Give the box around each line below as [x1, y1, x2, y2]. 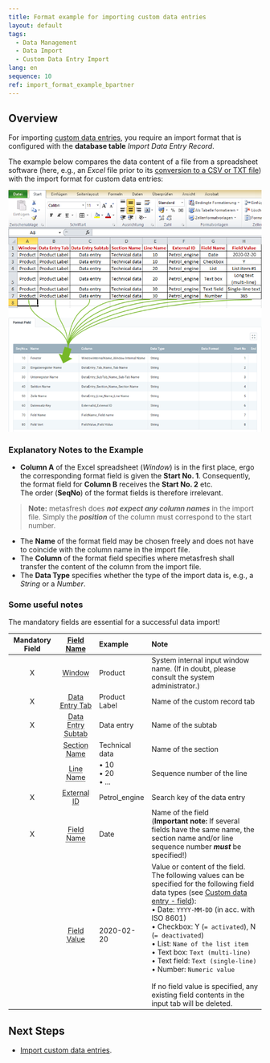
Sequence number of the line [151, 768, 247, 778]
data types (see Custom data [151, 887, 247, 897]
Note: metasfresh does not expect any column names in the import [27, 503, 255, 513]
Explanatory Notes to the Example [8, 444, 144, 455]
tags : [8, 30, 27, 38]
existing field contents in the [151, 990, 245, 999]
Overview [8, 112, 59, 125]
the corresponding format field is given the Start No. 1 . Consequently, [19, 470, 251, 480]
